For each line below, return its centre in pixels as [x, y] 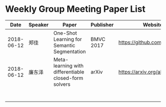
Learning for [68, 39]
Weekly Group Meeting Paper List [75, 9]
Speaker [39, 25]
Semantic [64, 45]
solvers [62, 84]
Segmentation [70, 51]
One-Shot [65, 33]
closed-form [68, 78]
